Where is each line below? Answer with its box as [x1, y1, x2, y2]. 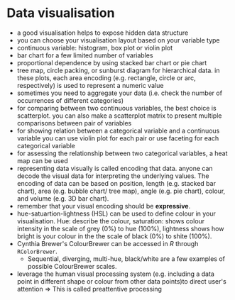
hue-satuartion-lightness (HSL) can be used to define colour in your [16, 209, 216, 218]
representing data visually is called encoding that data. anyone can [16, 164, 214, 172]
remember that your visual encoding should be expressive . [16, 201, 191, 210]
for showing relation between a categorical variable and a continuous [16, 126, 220, 135]
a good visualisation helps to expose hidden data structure [16, 28, 189, 37]
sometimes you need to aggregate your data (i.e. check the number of [16, 89, 223, 97]
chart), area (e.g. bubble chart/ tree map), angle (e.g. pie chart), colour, [16, 187, 226, 195]
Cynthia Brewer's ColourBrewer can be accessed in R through [16, 239, 199, 248]
